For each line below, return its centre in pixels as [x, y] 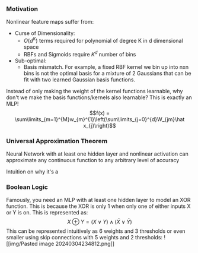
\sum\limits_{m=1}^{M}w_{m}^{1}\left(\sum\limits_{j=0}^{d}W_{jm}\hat [100, 119]
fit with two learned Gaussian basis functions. [79, 80]
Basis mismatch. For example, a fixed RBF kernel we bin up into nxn [106, 67]
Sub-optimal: [31, 61]
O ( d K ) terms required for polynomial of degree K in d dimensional [103, 40]
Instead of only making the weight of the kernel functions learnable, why [95, 91]
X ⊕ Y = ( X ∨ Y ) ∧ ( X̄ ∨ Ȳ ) [100, 222]
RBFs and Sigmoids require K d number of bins [80, 53]
